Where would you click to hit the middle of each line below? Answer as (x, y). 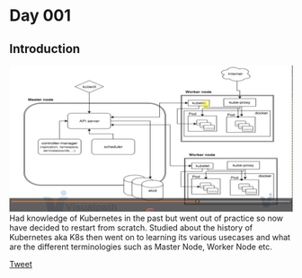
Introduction (45, 49)
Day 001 (40, 16)
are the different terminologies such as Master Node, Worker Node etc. (141, 247)
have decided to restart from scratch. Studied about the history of (131, 228)
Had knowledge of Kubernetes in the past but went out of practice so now (147, 218)
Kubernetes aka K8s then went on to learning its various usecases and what (150, 238)
